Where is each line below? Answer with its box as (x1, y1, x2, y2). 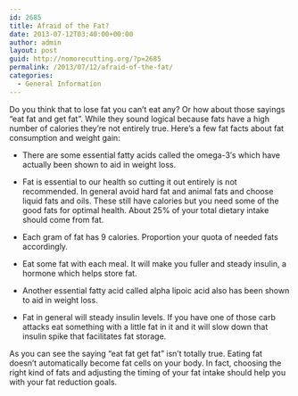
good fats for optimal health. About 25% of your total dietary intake (21, 204, 269, 215)
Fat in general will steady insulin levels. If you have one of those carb (21, 311, 277, 322)
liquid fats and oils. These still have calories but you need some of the (21, 195, 279, 206)
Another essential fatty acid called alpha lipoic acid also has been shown (21, 285, 290, 295)
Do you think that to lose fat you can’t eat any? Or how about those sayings (9, 103, 286, 114)
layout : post (9, 46, 58, 55)
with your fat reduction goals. (9, 376, 118, 387)
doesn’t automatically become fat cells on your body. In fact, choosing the (9, 358, 282, 368)
